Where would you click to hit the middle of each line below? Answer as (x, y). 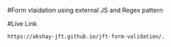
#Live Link (22, 23)
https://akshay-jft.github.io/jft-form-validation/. (86, 36)
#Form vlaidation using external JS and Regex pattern (85, 10)
